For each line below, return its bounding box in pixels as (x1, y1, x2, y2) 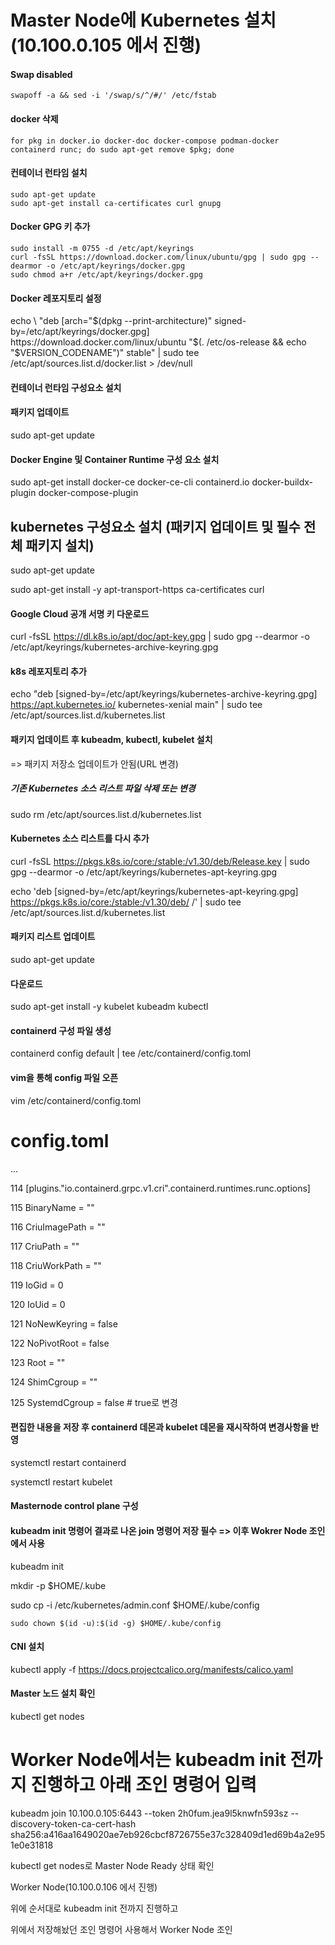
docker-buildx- (251, 476, 314, 488)
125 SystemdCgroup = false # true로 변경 (10, 1396, 178, 1408)
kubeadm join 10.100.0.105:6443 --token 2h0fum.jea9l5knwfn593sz (10, 1807, 289, 1819)
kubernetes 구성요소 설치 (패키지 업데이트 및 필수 (10, 518, 301, 535)
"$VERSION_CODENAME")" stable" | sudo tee (10, 347, 200, 359)
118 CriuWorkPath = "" (10, 1259, 102, 1271)
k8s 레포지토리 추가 (10, 665, 87, 677)
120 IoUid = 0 (10, 1298, 66, 1310)
